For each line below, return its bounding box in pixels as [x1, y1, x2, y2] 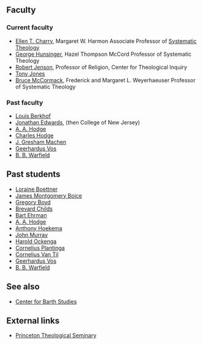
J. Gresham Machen [15, 138, 66, 145]
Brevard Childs [15, 205, 53, 212]
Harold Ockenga [15, 238, 57, 245]
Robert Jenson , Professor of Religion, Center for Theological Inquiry [15, 63, 188, 71]
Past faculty [6, 98, 44, 107]
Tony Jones [15, 70, 45, 77]
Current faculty [6, 23, 53, 32]
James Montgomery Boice [15, 192, 82, 199]
